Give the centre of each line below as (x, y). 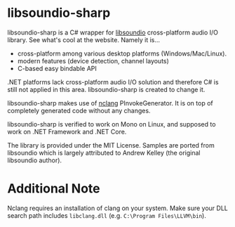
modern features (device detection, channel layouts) (93, 60)
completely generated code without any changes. (79, 110)
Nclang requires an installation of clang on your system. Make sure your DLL (117, 208)
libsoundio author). (34, 160)
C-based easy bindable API (57, 68)
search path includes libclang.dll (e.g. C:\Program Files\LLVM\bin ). (107, 215)
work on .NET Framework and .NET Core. (67, 131)
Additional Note (54, 189)
